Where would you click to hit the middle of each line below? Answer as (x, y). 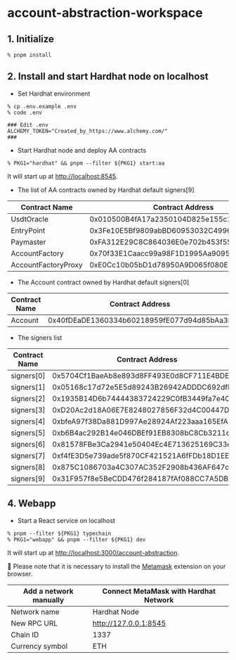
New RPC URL (34, 623)
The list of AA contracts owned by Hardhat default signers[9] (106, 190)
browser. (20, 573)
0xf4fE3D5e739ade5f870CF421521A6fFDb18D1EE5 (143, 455)
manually (48, 599)
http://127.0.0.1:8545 (129, 623)
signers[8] (28, 467)
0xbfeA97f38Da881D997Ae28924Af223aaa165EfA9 (143, 421)
